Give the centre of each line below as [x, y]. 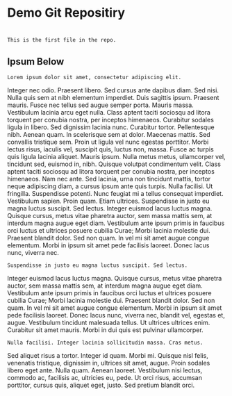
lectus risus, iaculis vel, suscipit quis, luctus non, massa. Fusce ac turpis [110, 149]
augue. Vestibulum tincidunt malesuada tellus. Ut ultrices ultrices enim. [109, 323]
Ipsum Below [36, 61]
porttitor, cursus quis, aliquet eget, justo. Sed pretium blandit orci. [101, 385]
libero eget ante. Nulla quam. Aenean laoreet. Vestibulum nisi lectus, [105, 370]
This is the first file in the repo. [62, 40]
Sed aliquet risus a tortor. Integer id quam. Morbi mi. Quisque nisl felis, [108, 356]
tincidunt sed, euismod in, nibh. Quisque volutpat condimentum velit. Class [114, 164]
